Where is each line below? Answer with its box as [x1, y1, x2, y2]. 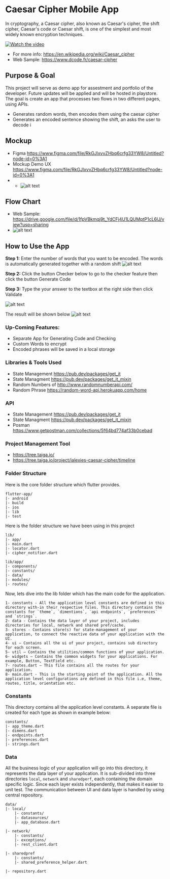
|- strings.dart [5, 741, 40, 746]
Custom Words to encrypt [12, 341, 67, 347]
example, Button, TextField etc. [5, 658, 76, 663]
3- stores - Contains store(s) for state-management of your [5, 627, 138, 632]
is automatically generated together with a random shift [5, 261, 121, 267]
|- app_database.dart [14, 820, 60, 825]
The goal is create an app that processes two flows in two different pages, [5, 95, 161, 101]
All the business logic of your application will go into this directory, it [5, 765, 148, 771]
